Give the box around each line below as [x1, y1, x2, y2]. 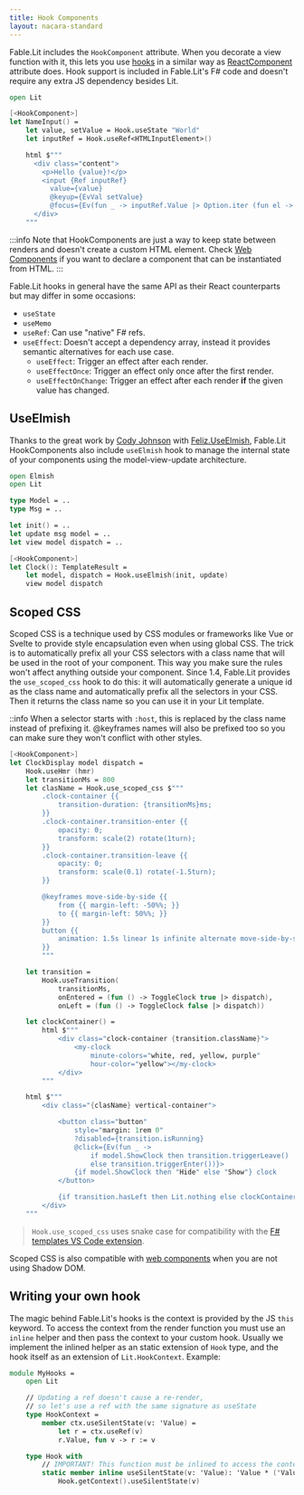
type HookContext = [25, 1410, 100, 1420]
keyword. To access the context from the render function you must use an [9, 1322, 286, 1333]
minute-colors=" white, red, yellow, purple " [90, 1051, 261, 1060]
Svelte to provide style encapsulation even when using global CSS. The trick [9, 639, 294, 648]
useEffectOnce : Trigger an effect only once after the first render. [35, 365, 274, 376]
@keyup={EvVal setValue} [49, 193, 144, 202]
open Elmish [9, 471, 54, 480]
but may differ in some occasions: [9, 290, 136, 301]
